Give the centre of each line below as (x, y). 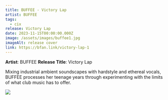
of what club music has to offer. (38, 82)
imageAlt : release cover (31, 43)
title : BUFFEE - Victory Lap (36, 10)
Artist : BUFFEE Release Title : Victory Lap (49, 62)
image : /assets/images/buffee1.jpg (43, 38)
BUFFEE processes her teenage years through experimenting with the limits (84, 77)
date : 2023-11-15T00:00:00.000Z (39, 33)
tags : (11, 19)
